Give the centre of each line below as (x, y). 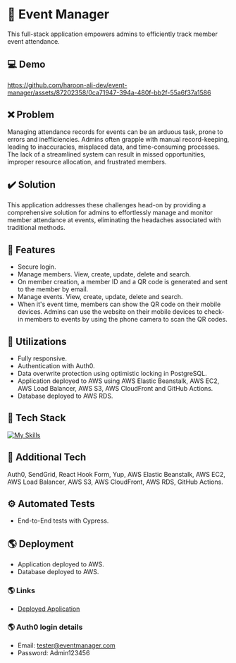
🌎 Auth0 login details (45, 627)
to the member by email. (53, 289)
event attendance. (33, 41)
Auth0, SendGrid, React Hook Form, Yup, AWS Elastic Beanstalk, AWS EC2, (116, 474)
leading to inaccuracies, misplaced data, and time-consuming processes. (114, 147)
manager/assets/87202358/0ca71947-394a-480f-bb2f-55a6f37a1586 (109, 92)
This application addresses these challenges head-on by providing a (107, 205)
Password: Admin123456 (54, 652)
